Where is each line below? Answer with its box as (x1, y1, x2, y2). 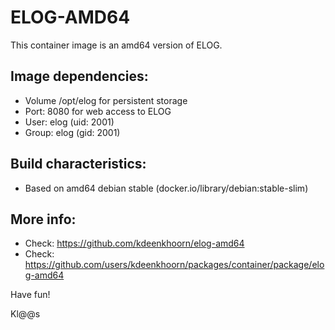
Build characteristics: (10, 156, 147, 173)
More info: (10, 211, 77, 228)
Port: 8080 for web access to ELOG (24, 105, 172, 117)
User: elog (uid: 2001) (24, 116, 115, 128)
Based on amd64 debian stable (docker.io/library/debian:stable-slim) (24, 182, 309, 194)
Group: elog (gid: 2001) (24, 126, 121, 138)
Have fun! (10, 289, 51, 301)
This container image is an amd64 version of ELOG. (10, 39, 223, 51)
